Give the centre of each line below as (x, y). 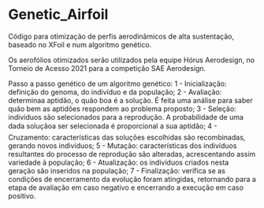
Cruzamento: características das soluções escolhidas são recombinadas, (127, 137)
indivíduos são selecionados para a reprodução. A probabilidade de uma (126, 117)
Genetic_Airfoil (58, 15)
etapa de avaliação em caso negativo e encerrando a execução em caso (126, 188)
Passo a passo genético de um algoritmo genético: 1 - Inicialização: (117, 84)
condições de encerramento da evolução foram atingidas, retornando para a (132, 179)
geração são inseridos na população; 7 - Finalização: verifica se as (117, 170)
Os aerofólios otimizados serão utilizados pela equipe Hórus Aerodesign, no (131, 60)
